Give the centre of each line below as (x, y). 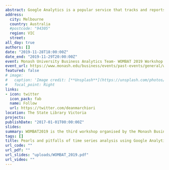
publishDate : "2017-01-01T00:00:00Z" (45, 122)
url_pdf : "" (18, 150)
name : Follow (23, 104)
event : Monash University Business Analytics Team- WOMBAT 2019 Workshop (84, 61)
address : (14, 15)
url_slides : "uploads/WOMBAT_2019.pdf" (47, 155)
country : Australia (30, 24)
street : (18, 38)
